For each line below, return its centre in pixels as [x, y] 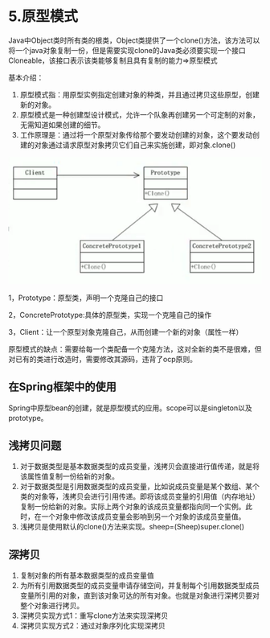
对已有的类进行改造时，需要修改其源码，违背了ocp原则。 [102, 359]
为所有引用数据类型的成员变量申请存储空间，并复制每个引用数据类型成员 [139, 586]
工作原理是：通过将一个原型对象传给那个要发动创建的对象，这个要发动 [136, 134]
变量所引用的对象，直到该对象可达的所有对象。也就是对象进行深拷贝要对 [139, 595]
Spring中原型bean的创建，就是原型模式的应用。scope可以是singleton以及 [131, 408]
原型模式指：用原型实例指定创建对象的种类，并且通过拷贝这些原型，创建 [139, 94]
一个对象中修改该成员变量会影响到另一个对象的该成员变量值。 [143, 517]
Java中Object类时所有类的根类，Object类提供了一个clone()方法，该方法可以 [134, 40]
